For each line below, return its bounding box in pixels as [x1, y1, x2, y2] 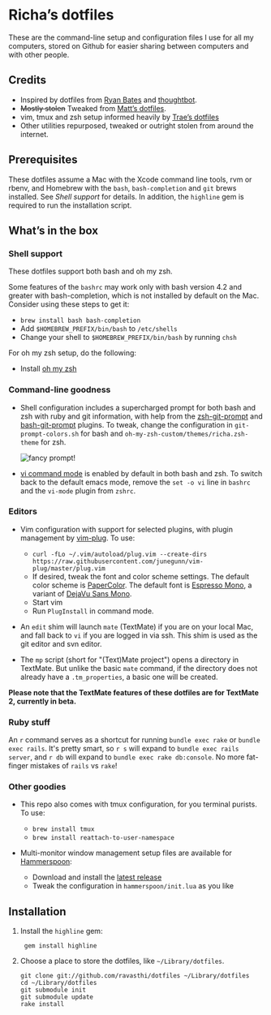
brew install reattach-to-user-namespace [32, 834, 174, 842]
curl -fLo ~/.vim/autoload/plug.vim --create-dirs [32, 550, 208, 558]
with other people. [8, 49, 70, 59]
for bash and [80, 428, 123, 438]
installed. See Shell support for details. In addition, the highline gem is [8, 191, 245, 201]
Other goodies [8, 781, 67, 793]
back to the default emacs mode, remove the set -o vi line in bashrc [19, 477, 251, 487]
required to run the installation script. [8, 200, 132, 210]
